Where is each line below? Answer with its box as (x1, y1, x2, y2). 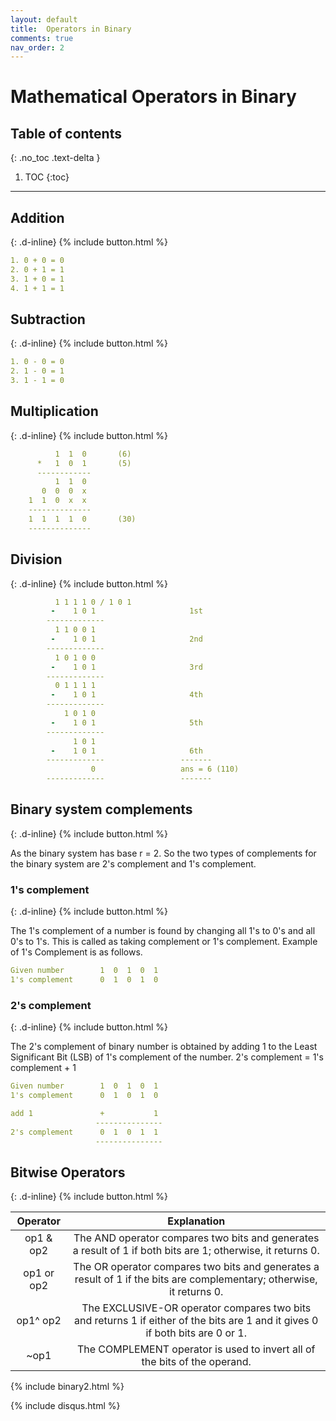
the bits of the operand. (141, 1355, 252, 1369)
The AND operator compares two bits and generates (73, 1231, 320, 1245)
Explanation (167, 1214, 226, 1228)
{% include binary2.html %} (10, 1381, 125, 1393)
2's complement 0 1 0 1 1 (10, 1127, 159, 1137)
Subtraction (10, 311, 86, 328)
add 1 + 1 (10, 1108, 159, 1118)
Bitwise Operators (10, 1164, 126, 1181)
